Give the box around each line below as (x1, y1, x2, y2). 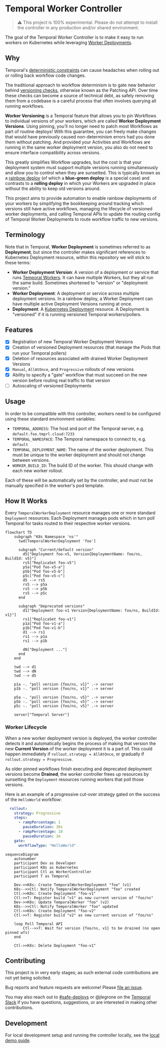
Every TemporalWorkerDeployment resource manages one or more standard (5, 510, 156, 516)
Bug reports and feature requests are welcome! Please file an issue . (5, 985, 143, 990)
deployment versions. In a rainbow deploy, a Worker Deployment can (12, 296, 153, 302)
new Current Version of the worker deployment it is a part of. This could (5, 745, 153, 751)
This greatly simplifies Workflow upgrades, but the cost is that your (5, 159, 142, 165)
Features (5, 325, 33, 334)
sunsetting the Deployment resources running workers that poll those (5, 776, 144, 782)
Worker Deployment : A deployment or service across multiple (12, 290, 139, 296)
